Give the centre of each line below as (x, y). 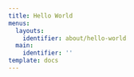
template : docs (33, 61)
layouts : (30, 30)
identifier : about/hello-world (75, 38)
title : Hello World (41, 16)
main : (25, 46)
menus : (19, 23)
